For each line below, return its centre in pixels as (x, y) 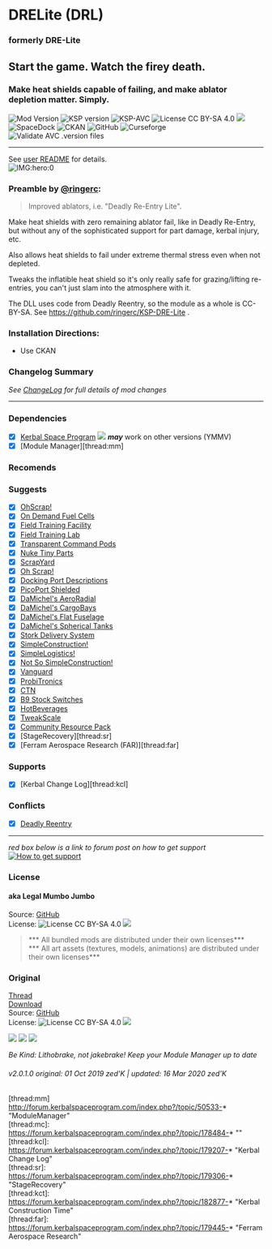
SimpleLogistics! (47, 654)
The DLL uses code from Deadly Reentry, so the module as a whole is (125, 304)
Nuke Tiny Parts (47, 552)
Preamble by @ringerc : (55, 188)
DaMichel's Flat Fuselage (62, 617)
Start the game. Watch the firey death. (107, 67)
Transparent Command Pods (68, 543)
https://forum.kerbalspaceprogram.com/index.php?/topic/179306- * (121, 1176)
